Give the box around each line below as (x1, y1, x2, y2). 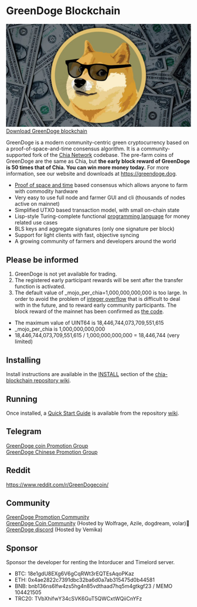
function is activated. (14, 283, 66, 290)
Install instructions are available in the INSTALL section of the (6, 371, 154, 378)
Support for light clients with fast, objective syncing (14, 232, 140, 239)
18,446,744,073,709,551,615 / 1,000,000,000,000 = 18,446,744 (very (14, 332, 180, 339)
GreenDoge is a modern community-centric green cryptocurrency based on (6, 139, 189, 146)
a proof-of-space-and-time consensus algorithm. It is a (6, 145, 140, 152)
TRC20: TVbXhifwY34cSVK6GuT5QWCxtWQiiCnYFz (14, 595, 142, 602)
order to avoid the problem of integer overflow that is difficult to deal (14, 296, 181, 303)
